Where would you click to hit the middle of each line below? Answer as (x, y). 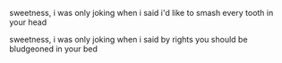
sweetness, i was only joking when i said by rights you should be (128, 39)
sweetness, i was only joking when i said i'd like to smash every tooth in (141, 13)
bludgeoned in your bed (54, 49)
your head (28, 22)
